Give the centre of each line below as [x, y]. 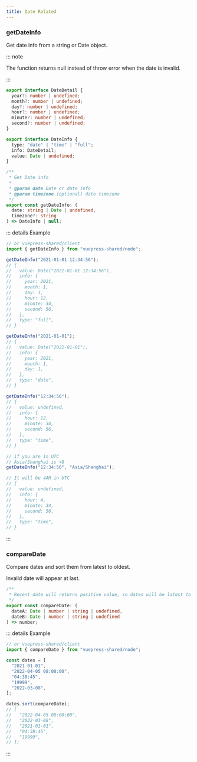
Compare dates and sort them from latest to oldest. [68, 567]
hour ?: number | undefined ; [46, 112]
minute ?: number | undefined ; [48, 118]
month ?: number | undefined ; [47, 101]
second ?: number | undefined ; [48, 123]
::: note [15, 56]
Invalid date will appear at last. [43, 578]
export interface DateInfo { [42, 139]
